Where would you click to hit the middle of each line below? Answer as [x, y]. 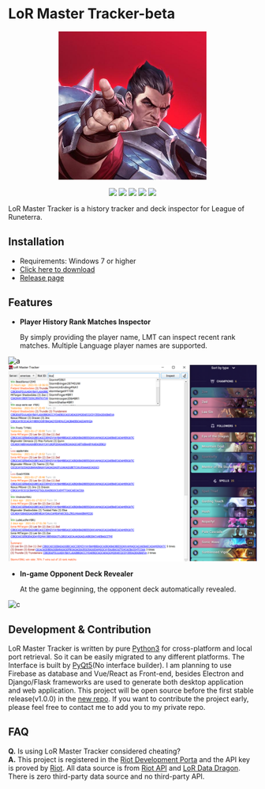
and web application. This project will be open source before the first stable [131, 691]
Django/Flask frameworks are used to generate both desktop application [126, 682]
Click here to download [57, 269]
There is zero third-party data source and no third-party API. [106, 776]
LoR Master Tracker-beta [92, 14]
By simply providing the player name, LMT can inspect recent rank [127, 337]
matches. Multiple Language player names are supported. [113, 345]
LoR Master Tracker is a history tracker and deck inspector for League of [127, 208]
